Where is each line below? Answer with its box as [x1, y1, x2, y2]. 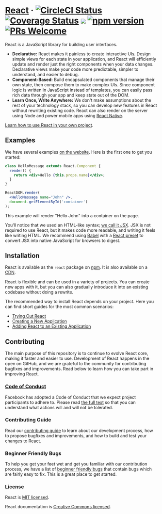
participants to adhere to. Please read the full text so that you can [5, 399, 136, 405]
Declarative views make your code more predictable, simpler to [12, 66, 139, 72]
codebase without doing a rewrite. [5, 289, 74, 295]
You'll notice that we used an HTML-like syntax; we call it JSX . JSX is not [5, 222, 151, 228]
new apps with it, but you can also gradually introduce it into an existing [5, 284, 148, 290]
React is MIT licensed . [5, 495, 49, 500]
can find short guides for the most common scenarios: [5, 304, 114, 310]
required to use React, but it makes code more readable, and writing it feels [5, 227, 156, 233]
